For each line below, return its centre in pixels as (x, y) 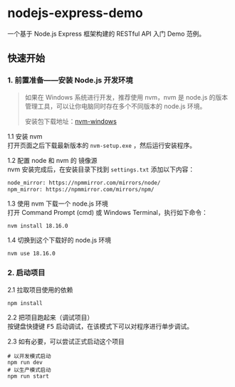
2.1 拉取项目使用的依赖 (40, 290)
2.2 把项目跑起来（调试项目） (51, 317)
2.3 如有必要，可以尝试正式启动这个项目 (66, 341)
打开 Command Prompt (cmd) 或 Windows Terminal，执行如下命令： (108, 213)
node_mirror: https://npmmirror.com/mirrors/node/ (84, 183)
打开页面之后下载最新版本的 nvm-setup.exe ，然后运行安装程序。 (101, 145)
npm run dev (25, 362)
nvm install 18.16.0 (38, 226)
